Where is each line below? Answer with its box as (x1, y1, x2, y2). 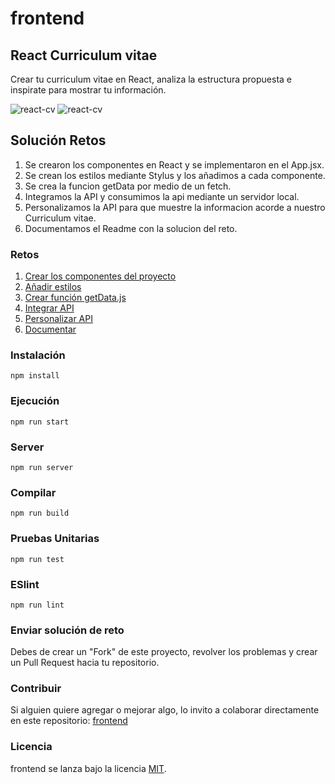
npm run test (10, 554, 65, 564)
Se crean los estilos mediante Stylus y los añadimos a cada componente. (24, 169, 326, 181)
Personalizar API (24, 313, 93, 325)
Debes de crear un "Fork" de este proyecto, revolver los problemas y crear (10, 646, 318, 658)
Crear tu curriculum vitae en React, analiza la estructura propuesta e (10, 73, 293, 85)
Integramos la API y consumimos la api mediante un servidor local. (24, 190, 300, 202)
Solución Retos (10, 132, 107, 149)
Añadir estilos (24, 281, 82, 293)
